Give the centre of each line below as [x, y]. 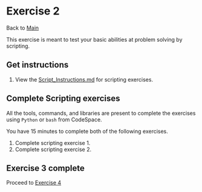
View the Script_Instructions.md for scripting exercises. [84, 79]
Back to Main [23, 28]
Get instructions [37, 65]
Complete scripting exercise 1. [53, 142]
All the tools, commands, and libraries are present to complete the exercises [101, 113]
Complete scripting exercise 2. [53, 149]
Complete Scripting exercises [63, 99]
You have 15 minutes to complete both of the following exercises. [87, 131]
